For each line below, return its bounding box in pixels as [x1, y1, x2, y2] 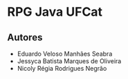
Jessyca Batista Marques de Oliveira [17, 57, 122, 65]
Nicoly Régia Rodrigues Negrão [17, 65, 107, 72]
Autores [7, 32, 43, 43]
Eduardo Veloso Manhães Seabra [17, 49, 113, 58]
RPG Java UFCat [7, 4, 102, 20]
